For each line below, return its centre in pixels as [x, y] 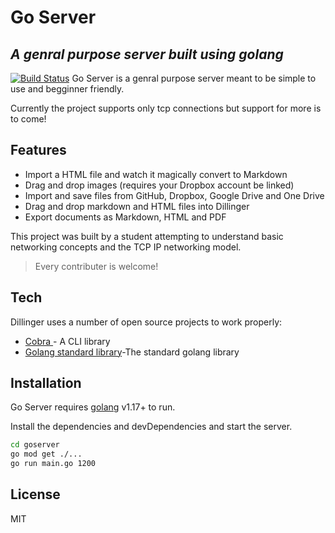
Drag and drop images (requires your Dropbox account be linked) [159, 185]
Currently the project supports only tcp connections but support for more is [166, 108]
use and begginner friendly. [67, 89]
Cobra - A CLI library [67, 341]
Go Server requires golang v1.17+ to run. [93, 407]
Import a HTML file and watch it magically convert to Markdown [156, 174]
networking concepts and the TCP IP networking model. [126, 247]
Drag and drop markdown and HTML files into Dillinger [137, 206]
